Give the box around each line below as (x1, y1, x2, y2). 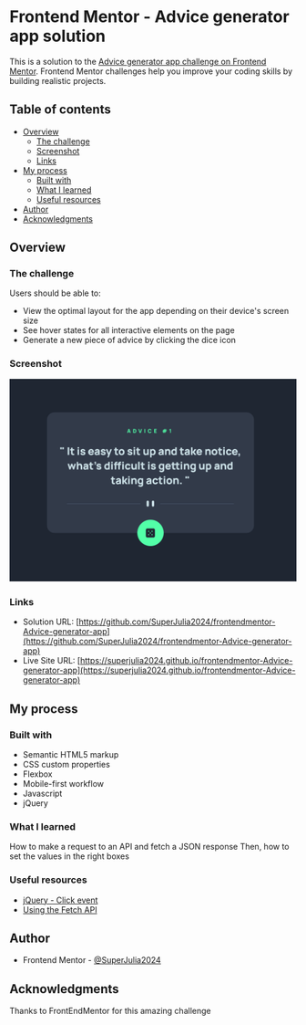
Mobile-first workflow (22, 779, 105, 790)
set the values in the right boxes (9, 851, 130, 862)
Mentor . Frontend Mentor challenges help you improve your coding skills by (9, 66, 293, 77)
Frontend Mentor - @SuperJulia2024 (22, 955, 161, 966)
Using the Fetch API (22, 904, 97, 915)
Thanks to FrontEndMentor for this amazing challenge (9, 1006, 211, 1017)
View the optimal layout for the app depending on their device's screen (22, 306, 290, 317)
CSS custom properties (22, 759, 111, 770)
